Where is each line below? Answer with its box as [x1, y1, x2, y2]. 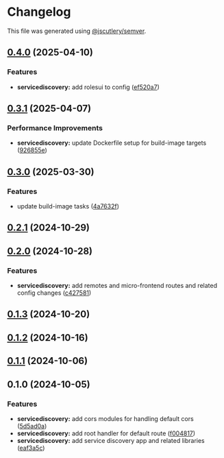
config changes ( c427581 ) [16, 289, 92, 297]
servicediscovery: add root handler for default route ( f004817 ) [16, 429, 196, 437]
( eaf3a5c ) [16, 444, 45, 452]
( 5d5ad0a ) [16, 422, 47, 430]
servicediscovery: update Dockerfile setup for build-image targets [16, 138, 207, 147]
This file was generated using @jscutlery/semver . [7, 27, 147, 35]
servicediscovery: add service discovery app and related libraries [16, 436, 205, 444]
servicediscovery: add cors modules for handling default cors [16, 414, 194, 422]
